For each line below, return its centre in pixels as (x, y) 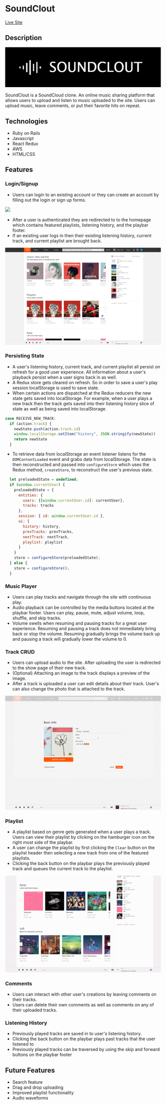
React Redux (25, 144)
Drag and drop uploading (38, 1088)
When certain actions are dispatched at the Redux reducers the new (82, 393)
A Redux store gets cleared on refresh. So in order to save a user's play (85, 382)
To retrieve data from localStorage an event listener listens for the (79, 454)
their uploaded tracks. (35, 1010)
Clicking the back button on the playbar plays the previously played (81, 863)
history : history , (42, 526)
